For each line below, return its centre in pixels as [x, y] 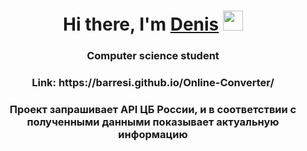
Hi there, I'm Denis [141, 24]
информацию [153, 134]
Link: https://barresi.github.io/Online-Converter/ [153, 83]
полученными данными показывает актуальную [153, 122]
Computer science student [153, 56]
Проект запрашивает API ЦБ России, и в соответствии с [153, 109]
